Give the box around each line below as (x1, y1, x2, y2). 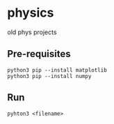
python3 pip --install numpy (7, 72, 92, 79)
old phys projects (7, 28, 57, 36)
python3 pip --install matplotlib (7, 66, 108, 74)
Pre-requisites (7, 48, 71, 60)
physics (7, 5, 54, 21)
